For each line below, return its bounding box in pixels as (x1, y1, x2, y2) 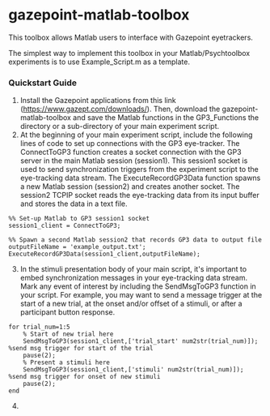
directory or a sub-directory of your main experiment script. (19, 122, 220, 131)
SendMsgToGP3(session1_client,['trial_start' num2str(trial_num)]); (23, 337, 259, 345)
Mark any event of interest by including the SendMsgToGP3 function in (19, 281, 256, 291)
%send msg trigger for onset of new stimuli (8, 373, 161, 381)
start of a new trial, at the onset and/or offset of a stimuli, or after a (19, 298, 243, 309)
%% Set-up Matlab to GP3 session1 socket (8, 215, 150, 223)
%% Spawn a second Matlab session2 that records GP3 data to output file (8, 236, 263, 244)
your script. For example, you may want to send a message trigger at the (19, 290, 263, 300)
